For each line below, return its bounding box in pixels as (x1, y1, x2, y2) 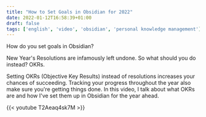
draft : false (6, 20, 40, 26)
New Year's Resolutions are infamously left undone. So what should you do (6, 54, 196, 62)
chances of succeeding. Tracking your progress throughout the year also (6, 79, 191, 87)
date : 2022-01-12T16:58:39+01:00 (6, 15, 92, 21)
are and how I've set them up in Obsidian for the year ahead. (6, 92, 159, 99)
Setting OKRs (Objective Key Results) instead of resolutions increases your (6, 73, 195, 80)
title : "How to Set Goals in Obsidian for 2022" (6, 9, 133, 15)
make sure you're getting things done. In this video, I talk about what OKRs (6, 86, 195, 93)
